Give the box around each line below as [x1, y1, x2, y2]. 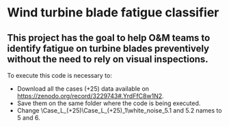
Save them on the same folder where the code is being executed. [16, 99, 201, 107]
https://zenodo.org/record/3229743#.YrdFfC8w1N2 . [16, 92, 164, 100]
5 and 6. [16, 114, 40, 122]
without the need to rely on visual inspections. [7, 53, 208, 65]
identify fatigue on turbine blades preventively [7, 42, 210, 54]
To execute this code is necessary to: [7, 72, 113, 79]
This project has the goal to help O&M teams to [7, 32, 211, 44]
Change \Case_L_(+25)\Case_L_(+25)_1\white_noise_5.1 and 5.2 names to [16, 107, 222, 114]
